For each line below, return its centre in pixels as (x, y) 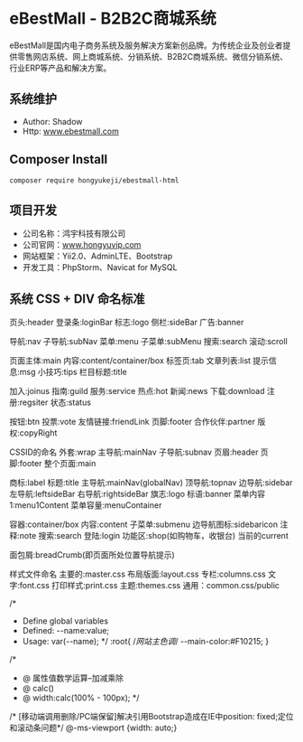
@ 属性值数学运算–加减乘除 (73, 678)
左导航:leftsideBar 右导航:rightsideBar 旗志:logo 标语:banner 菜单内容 (138, 494)
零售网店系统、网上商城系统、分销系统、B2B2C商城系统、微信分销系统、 (152, 56)
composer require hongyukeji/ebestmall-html (94, 180)
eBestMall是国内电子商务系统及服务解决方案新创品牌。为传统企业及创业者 (146, 45)
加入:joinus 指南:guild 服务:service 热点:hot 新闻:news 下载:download (137, 391)
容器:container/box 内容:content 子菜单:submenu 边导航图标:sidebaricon (143, 524)
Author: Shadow (52, 121)
